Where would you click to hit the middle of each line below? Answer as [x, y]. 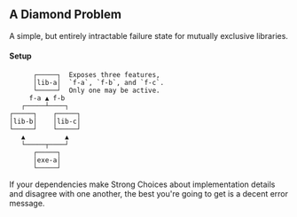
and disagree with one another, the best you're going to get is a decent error [149, 194]
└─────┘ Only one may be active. [97, 91]
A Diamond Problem [66, 15]
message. [27, 204]
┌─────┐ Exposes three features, [97, 75]
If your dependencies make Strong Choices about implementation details [142, 184]
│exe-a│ [47, 160]
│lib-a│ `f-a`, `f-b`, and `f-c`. [98, 83]
